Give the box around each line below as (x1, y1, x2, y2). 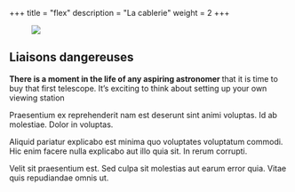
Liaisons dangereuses (9, 50, 134, 65)
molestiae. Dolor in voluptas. (9, 119, 114, 130)
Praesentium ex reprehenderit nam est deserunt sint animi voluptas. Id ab (9, 109, 278, 120)
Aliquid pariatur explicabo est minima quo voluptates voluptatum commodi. (9, 136, 283, 147)
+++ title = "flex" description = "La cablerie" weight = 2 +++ (9, 8, 230, 18)
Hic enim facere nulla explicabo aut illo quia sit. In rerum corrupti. (9, 146, 248, 156)
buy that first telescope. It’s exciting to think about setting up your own (9, 83, 267, 93)
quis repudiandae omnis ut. (9, 172, 109, 183)
